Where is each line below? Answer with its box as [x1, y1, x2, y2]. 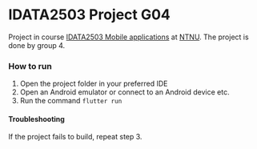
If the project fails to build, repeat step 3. [8, 132, 143, 142]
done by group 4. [8, 40, 66, 50]
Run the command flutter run [19, 96, 122, 106]
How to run [8, 60, 52, 71]
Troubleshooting [8, 114, 66, 123]
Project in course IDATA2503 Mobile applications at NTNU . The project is [8, 32, 250, 42]
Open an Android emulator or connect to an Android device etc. [19, 87, 230, 97]
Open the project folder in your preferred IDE [19, 79, 168, 89]
